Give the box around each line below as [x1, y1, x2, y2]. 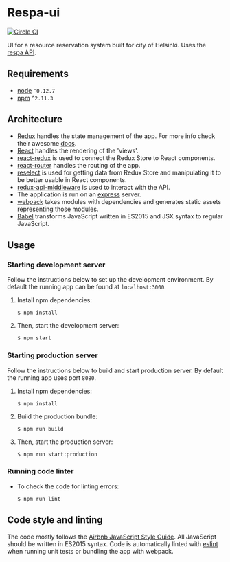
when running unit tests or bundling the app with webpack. [7, 547, 174, 555]
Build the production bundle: [16, 412, 98, 420]
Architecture [7, 113, 63, 125]
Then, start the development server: [16, 322, 119, 330]
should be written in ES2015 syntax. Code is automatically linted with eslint [7, 539, 218, 548]
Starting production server [7, 350, 98, 360]
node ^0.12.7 [16, 86, 56, 94]
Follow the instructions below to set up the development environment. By [7, 276, 214, 284]
